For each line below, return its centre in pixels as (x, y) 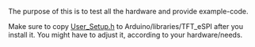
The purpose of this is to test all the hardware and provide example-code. (128, 11)
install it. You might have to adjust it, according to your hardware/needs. (126, 35)
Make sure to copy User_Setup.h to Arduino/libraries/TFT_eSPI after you (126, 26)
